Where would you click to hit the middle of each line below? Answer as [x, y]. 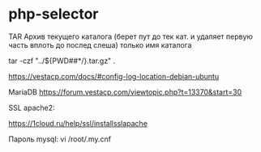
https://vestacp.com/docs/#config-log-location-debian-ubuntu [114, 76]
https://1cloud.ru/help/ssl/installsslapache [78, 123]
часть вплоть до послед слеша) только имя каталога [100, 44]
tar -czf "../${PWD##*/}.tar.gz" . [62, 61]
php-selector [53, 14]
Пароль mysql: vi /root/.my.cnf [60, 139]
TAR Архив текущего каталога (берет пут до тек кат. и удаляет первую [131, 36]
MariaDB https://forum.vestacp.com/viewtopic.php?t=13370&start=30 [125, 92]
